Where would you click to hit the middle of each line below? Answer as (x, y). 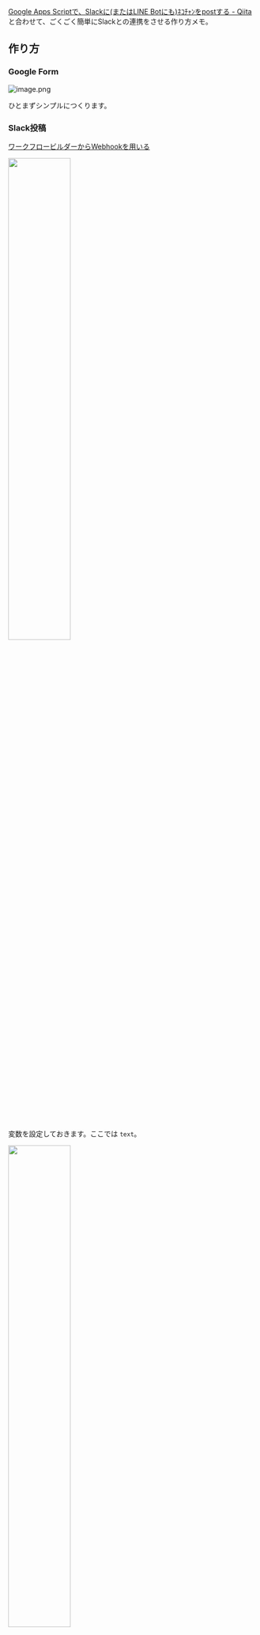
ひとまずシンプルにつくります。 (60, 105)
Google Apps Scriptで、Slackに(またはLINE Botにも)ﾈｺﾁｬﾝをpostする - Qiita (130, 11)
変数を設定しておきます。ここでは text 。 (75, 1134)
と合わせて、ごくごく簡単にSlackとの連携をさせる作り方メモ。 (111, 21)
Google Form (34, 72)
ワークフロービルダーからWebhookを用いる (79, 146)
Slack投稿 (27, 127)
